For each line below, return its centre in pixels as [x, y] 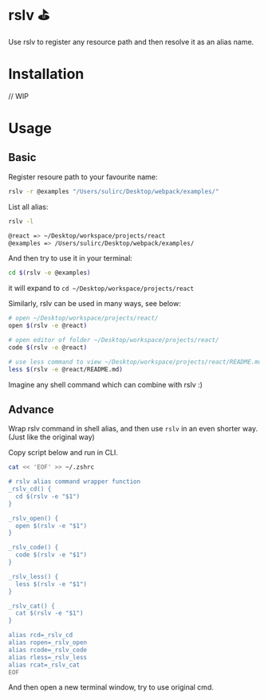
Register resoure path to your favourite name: [83, 177]
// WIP [19, 96]
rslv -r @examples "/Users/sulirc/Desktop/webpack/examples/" [114, 191]
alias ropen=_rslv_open [48, 643]
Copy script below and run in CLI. [63, 453]
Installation [46, 74]
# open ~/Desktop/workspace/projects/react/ [83, 318]
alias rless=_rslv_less [48, 657]
